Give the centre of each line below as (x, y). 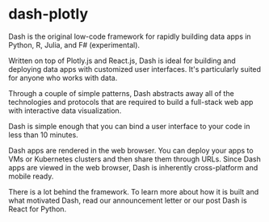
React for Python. (38, 209)
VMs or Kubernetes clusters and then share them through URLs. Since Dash (134, 159)
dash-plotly (48, 14)
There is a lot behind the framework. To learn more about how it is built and (134, 191)
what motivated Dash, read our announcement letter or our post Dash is (128, 200)
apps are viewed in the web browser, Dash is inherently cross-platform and (133, 167)
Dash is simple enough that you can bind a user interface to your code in (129, 126)
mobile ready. (31, 176)
